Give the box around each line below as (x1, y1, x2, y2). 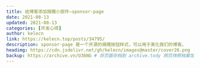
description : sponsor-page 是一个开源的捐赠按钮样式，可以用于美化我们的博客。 (6, 42, 186, 48)
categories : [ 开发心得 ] (6, 25, 61, 31)
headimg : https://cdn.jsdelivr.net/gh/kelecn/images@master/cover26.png (6, 47, 190, 53)
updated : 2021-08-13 (6, 20, 58, 25)
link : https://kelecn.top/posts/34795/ (6, 36, 105, 42)
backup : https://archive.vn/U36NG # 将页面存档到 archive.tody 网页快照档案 (6, 53, 190, 59)
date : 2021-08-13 (6, 14, 49, 20)
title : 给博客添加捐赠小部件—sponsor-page (6, 8, 104, 15)
